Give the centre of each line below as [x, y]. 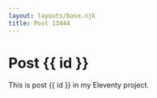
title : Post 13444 [39, 23]
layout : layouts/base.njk [52, 16]
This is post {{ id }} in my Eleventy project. [79, 85]
